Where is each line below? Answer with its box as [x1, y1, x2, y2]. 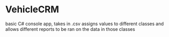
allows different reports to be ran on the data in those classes [5, 26, 135, 32]
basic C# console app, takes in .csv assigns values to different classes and [5, 21, 164, 27]
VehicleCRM [5, 4, 59, 15]
